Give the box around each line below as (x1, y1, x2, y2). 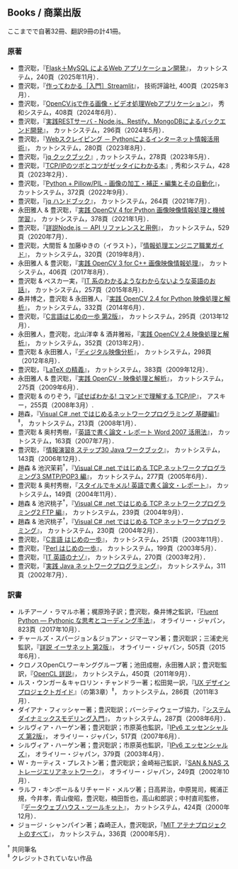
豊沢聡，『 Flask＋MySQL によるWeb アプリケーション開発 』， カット (17, 64, 216, 72)
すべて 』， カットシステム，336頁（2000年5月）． (30, 829, 174, 838)
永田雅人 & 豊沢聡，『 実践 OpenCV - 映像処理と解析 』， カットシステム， (17, 375, 228, 383)
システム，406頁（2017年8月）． (17, 268, 113, 277)
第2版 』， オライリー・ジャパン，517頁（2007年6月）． (25, 731, 184, 740)
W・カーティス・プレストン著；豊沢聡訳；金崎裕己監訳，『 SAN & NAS (17, 758, 222, 767)
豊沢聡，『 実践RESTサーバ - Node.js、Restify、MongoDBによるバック (17, 117, 220, 126)
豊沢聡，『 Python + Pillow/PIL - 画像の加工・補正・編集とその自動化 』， (17, 179, 224, 188)
